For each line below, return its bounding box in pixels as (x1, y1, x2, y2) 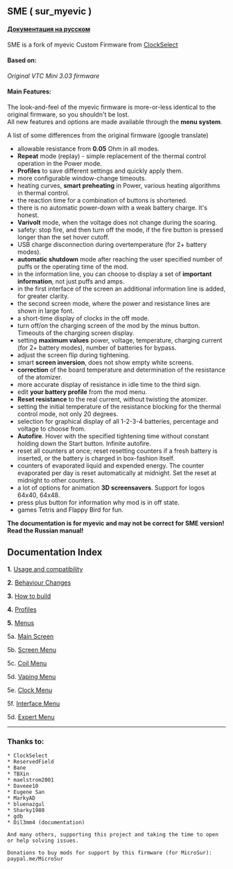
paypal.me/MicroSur (7, 856, 64, 863)
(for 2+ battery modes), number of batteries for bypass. (17, 343, 177, 352)
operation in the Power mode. (17, 160, 103, 167)
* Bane (7, 764, 26, 772)
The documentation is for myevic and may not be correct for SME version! (7, 519, 225, 527)
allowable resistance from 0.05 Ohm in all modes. (17, 145, 159, 153)
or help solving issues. (7, 837, 79, 845)
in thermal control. (17, 189, 70, 197)
